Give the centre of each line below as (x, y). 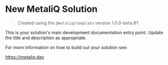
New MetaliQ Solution (51, 9)
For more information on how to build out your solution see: (66, 47)
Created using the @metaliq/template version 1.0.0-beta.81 (78, 23)
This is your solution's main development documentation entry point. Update (84, 32)
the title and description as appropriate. (46, 38)
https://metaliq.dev (25, 57)
